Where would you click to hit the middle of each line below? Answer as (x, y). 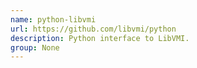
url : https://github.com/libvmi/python (93, 29)
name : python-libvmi (53, 19)
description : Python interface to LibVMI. (100, 38)
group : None (35, 47)
